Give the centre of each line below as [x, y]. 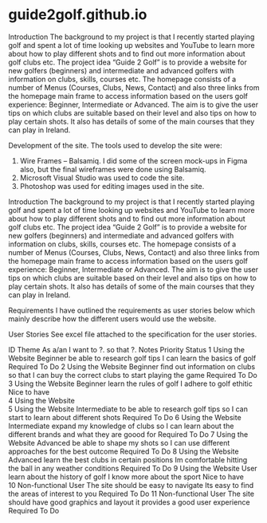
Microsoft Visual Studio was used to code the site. [102, 178]
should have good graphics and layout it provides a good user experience [129, 502]
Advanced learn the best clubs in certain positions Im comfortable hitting [128, 459]
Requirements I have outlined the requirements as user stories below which [132, 310]
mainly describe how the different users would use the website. [112, 319]
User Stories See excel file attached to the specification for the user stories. [133, 334]
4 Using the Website [42, 400]
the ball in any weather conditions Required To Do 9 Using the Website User [133, 468]
